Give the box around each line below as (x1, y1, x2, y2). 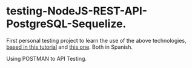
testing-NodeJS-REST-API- (6, 4, 147, 18)
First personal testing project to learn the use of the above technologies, (6, 37, 187, 44)
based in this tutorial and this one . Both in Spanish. (6, 43, 133, 51)
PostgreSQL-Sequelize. (6, 17, 127, 31)
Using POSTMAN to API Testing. (6, 55, 87, 62)
